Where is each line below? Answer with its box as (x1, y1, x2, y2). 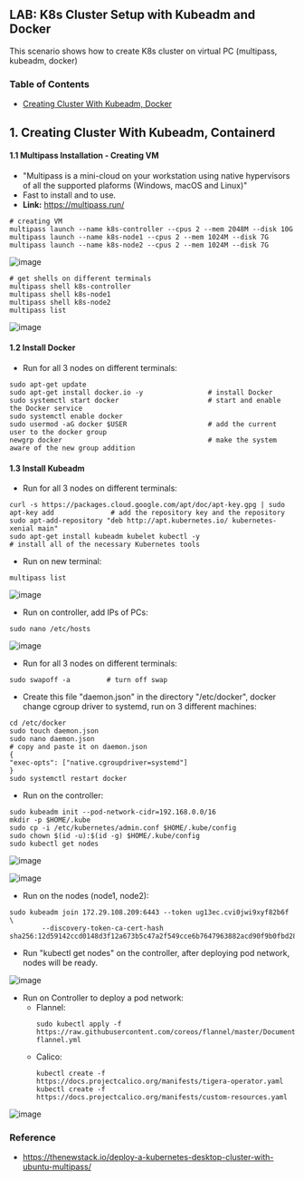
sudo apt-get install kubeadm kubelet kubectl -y (9, 532, 201, 542)
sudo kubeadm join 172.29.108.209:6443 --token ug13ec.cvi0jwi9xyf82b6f (9, 908, 290, 917)
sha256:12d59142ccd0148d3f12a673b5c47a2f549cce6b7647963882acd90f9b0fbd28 (9, 932, 298, 942)
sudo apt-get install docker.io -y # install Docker (9, 387, 273, 397)
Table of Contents (9, 77, 90, 90)
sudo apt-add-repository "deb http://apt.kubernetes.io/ (9, 516, 229, 525)
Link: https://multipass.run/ (22, 199, 125, 210)
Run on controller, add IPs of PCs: (22, 607, 148, 618)
